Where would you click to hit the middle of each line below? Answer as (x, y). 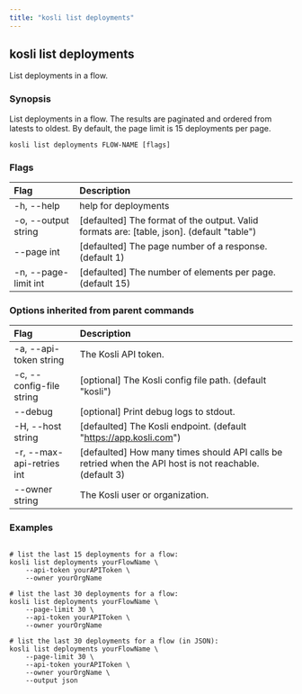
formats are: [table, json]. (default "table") (168, 232)
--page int (37, 252)
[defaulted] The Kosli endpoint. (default (163, 427)
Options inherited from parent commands (102, 310)
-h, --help (37, 206)
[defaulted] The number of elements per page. (178, 273)
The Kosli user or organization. (144, 495)
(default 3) (102, 475)
